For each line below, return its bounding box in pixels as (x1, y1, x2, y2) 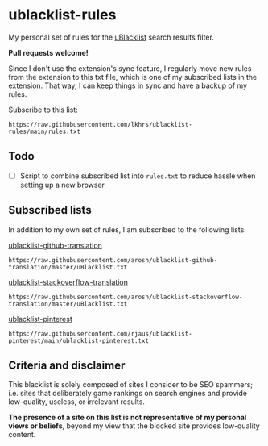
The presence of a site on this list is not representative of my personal (8, 413, 247, 423)
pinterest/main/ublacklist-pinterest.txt (8, 336, 150, 344)
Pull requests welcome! (8, 48, 89, 57)
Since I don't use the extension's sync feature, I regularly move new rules (8, 63, 252, 73)
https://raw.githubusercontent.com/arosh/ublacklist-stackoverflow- (8, 293, 243, 301)
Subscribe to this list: (8, 105, 78, 115)
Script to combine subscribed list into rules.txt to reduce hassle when (19, 171, 256, 181)
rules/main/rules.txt (8, 127, 81, 135)
